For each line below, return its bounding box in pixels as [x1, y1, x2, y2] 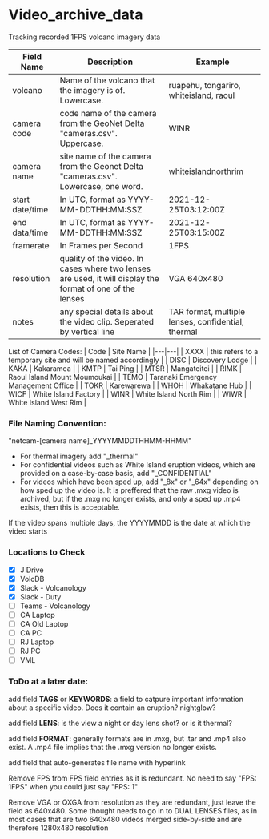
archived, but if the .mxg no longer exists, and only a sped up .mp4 [19, 494, 242, 504]
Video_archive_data [8, 6, 143, 24]
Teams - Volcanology [19, 601, 90, 611]
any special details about [59, 306, 154, 317]
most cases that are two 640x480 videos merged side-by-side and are [8, 814, 243, 824]
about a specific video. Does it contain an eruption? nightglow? [8, 703, 216, 712]
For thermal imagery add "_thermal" [19, 451, 139, 462]
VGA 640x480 [168, 272, 223, 284]
